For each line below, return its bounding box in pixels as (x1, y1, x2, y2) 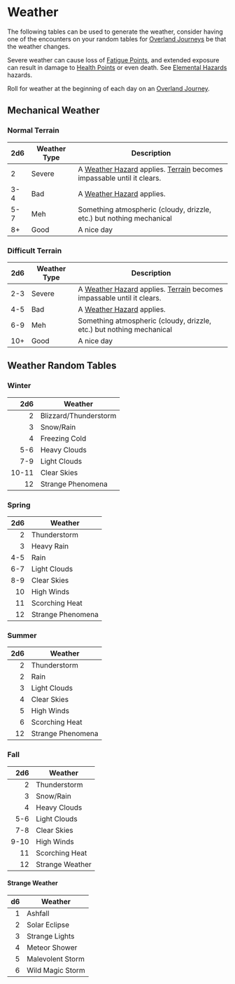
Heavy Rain (31, 541, 69, 550)
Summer (7, 630, 37, 640)
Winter (7, 381, 31, 391)
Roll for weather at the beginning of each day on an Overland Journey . (7, 84, 210, 92)
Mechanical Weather (7, 104, 100, 116)
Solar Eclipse (27, 920, 70, 929)
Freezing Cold (40, 434, 87, 443)
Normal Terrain (7, 125, 59, 135)
